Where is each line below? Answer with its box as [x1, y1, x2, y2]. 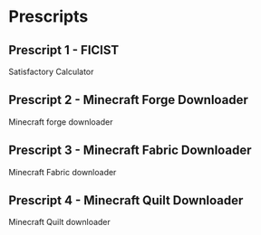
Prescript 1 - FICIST [8, 42, 120, 58]
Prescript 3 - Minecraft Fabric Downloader [8, 143, 252, 158]
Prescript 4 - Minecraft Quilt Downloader [8, 193, 244, 209]
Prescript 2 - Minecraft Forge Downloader [8, 92, 248, 108]
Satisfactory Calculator [8, 66, 94, 77]
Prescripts [8, 6, 89, 27]
